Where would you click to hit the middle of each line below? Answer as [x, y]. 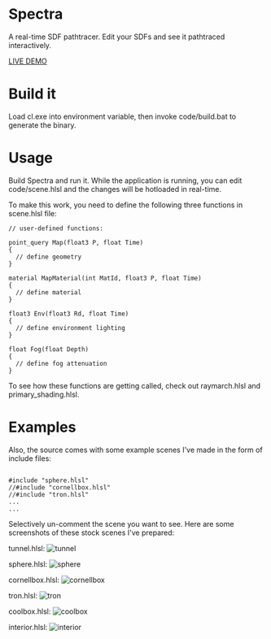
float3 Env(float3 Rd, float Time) [69, 314]
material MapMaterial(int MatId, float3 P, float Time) [105, 278]
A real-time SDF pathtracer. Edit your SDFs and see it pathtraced [117, 37]
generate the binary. [42, 125]
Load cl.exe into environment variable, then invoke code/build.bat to [122, 116]
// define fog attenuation [61, 363]
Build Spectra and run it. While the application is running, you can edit [125, 180]
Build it [33, 94]
